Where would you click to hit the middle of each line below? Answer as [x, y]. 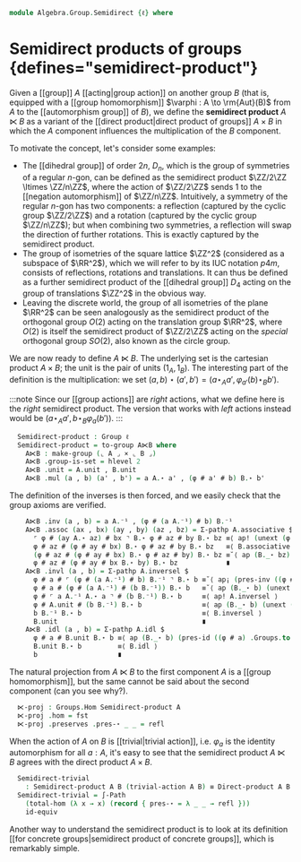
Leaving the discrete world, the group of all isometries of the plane [145, 303]
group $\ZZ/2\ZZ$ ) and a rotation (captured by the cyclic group [139, 215]
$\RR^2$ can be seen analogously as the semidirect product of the [146, 313]
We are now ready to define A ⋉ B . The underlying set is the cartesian [139, 358]
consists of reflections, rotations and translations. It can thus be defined [155, 272]
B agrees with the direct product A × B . [81, 763]
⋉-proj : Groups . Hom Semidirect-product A [99, 707]
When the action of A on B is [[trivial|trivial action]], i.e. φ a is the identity [142, 742]
